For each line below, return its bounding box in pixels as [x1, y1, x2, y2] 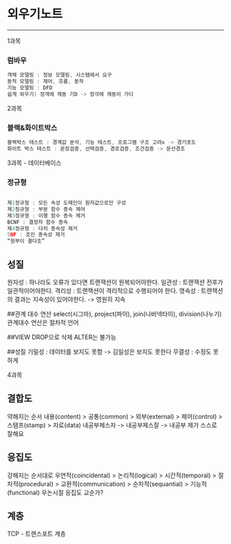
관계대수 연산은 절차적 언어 [7, 319, 79, 327]
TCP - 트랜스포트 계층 [7, 530, 67, 538]
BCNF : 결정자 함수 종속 [7, 218, 69, 225]
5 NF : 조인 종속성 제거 [7, 231, 65, 238]
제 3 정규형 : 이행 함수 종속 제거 [7, 212, 86, 219]
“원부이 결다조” [7, 238, 45, 245]
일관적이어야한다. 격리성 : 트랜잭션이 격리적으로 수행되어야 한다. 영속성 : [7, 286, 199, 295]
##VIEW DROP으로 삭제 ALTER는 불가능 [7, 333, 117, 341]
